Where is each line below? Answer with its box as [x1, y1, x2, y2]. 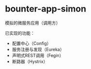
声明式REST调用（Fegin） [12, 52, 64, 58]
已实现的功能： [5, 30, 35, 36]
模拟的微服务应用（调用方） [5, 20, 61, 26]
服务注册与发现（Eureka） [12, 46, 64, 52]
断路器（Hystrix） [12, 58, 48, 64]
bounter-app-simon [5, 3, 86, 14]
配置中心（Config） [12, 40, 51, 46]
